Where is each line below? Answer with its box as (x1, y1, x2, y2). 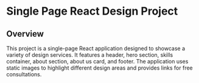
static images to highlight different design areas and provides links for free (6, 64, 193, 71)
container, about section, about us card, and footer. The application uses (6, 58, 189, 65)
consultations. (6, 71, 42, 78)
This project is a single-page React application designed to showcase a (6, 45, 186, 52)
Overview (6, 29, 44, 39)
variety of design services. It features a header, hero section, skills (6, 51, 173, 59)
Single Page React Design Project (6, 4, 178, 18)
